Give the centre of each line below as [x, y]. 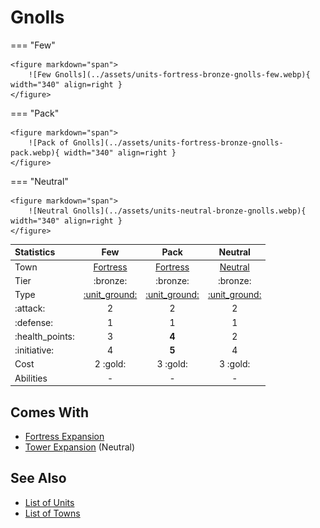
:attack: [30, 308]
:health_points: [44, 336]
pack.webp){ [35, 152]
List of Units [49, 502]
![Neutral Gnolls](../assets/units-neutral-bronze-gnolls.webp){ [167, 211]
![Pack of [49, 142]
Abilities [31, 378]
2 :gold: [110, 364]
